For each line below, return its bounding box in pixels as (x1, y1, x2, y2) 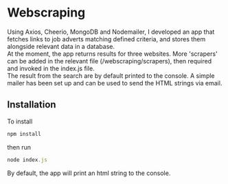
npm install (7, 130, 41, 137)
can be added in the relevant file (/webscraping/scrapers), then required (7, 57, 212, 65)
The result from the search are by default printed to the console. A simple (7, 71, 215, 80)
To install (7, 117, 33, 125)
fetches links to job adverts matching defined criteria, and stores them (7, 34, 206, 43)
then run (7, 143, 32, 151)
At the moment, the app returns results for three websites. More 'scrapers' (7, 50, 218, 58)
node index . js (7, 156, 48, 163)
